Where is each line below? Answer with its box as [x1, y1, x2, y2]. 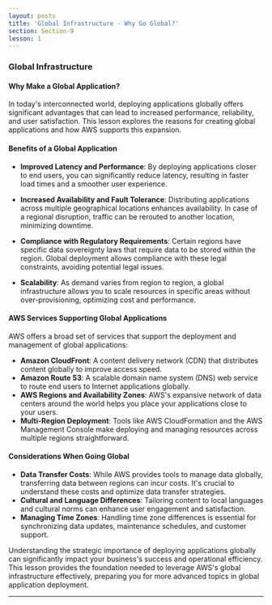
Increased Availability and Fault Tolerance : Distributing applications [19, 194, 249, 204]
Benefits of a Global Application [8, 143, 117, 153]
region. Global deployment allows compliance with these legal [19, 253, 227, 263]
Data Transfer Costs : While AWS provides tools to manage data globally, [19, 469, 263, 479]
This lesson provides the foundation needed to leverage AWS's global [8, 562, 241, 572]
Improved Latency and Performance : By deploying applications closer [19, 161, 257, 171]
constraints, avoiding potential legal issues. [19, 262, 164, 271]
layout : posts [8, 11, 57, 20]
